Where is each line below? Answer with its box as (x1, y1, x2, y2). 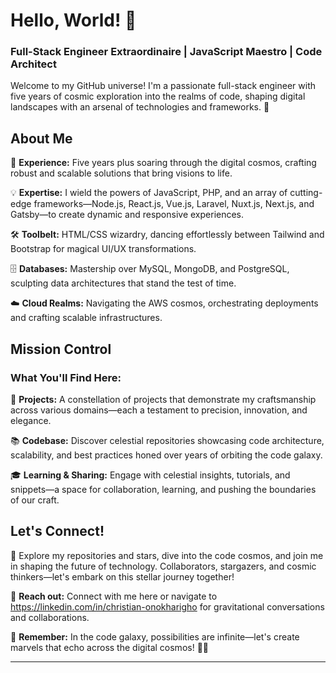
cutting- (289, 187, 323, 199)
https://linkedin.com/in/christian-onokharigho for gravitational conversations (10, 600, 325, 613)
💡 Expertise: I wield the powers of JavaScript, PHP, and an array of (10, 187, 288, 199)
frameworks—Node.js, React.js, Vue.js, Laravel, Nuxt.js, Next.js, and (33, 198, 315, 210)
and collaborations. (10, 611, 90, 623)
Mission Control (10, 340, 112, 358)
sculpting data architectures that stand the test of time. (10, 277, 237, 289)
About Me (10, 130, 73, 147)
